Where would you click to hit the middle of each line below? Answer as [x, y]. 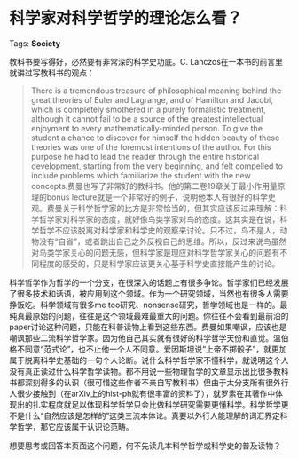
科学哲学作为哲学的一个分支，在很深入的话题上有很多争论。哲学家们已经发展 [149, 282]
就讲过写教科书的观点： [52, 73]
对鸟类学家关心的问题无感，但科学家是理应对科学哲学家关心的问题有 [155, 252]
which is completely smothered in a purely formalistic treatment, [148, 109]
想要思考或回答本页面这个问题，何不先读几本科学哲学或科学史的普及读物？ [145, 446]
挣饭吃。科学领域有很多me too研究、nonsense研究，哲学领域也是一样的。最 [149, 305]
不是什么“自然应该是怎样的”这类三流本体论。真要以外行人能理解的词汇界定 [145, 415]
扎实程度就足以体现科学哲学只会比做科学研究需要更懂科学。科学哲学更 [161, 404]
